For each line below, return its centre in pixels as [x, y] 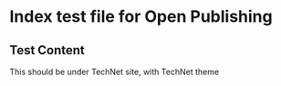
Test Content [47, 50]
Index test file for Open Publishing [141, 17]
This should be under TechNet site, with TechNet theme [114, 72]
